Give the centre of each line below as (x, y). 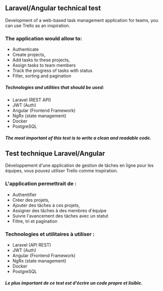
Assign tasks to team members (44, 65)
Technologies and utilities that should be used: (55, 87)
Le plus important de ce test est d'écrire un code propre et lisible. (74, 283)
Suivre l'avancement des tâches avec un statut (60, 216)
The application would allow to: (44, 38)
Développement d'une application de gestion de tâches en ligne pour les (80, 165)
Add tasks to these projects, (41, 60)
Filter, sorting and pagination (42, 76)
